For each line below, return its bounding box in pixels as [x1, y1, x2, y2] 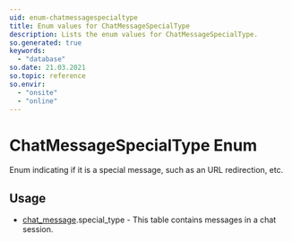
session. [21, 224, 54, 235]
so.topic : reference [9, 72, 87, 81]
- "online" [17, 96, 58, 106]
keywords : [9, 47, 47, 56]
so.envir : [9, 80, 47, 89]
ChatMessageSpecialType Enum [9, 135, 258, 155]
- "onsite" [17, 88, 58, 97]
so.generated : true [9, 38, 82, 48]
